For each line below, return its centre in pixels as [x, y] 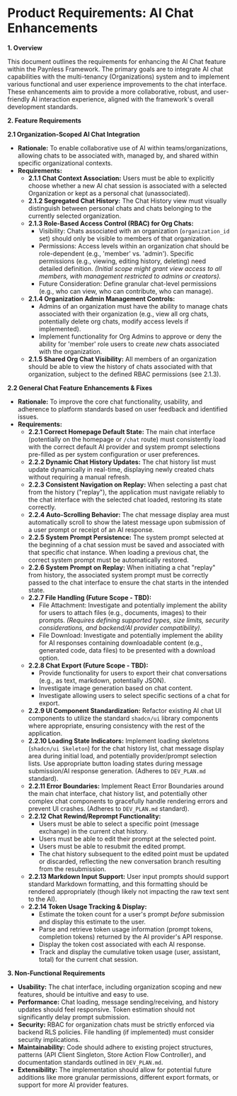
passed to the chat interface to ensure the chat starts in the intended [128, 582]
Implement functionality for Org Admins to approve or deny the [130, 336]
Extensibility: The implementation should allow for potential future [115, 1070]
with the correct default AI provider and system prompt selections [124, 447]
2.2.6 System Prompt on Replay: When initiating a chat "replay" [122, 567]
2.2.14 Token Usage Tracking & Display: [87, 907]
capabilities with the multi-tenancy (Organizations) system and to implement [118, 77]
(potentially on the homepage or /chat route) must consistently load [127, 439]
